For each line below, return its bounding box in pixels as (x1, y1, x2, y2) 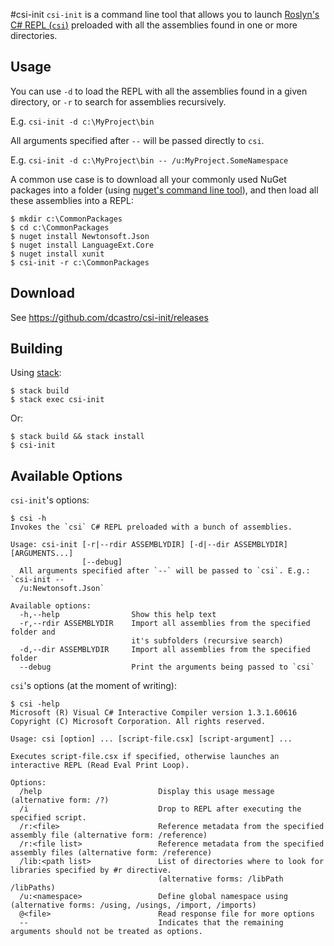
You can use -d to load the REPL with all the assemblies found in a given (10, 85, 308, 97)
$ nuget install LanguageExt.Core (10, 240, 155, 250)
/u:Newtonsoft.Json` (19, 584, 105, 594)
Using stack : (10, 367, 62, 379)
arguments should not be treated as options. (10, 927, 203, 937)
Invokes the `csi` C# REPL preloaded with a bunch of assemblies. (10, 522, 293, 533)
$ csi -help (10, 699, 60, 709)
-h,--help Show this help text (19, 610, 217, 620)
